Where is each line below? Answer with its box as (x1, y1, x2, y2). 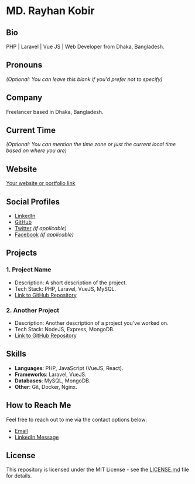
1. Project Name (6, 265, 52, 274)
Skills (6, 349, 26, 359)
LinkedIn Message (14, 433, 59, 441)
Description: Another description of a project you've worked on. (14, 320, 169, 327)
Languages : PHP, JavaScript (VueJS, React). (14, 364, 124, 371)
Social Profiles (6, 197, 60, 207)
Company (6, 93, 43, 103)
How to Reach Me (6, 401, 71, 411)
